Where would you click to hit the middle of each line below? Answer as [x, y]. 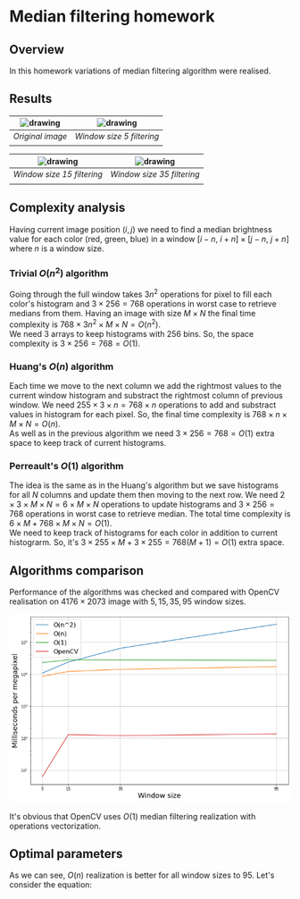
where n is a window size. [57, 248]
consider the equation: [50, 885]
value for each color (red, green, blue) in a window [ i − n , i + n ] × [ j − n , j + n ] [149, 239]
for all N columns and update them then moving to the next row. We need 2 [147, 495]
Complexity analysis [67, 208]
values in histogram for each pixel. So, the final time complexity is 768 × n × [148, 414]
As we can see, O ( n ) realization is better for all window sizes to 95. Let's [142, 875]
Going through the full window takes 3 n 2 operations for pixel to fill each [141, 294]
